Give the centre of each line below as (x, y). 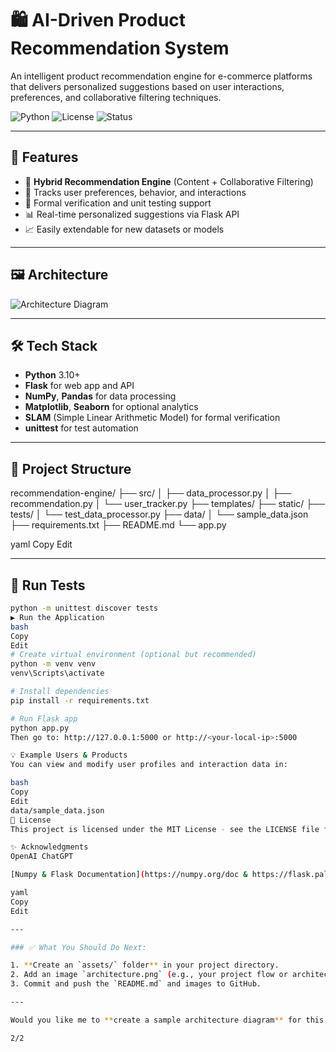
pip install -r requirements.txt (80, 700)
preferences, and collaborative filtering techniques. (116, 97)
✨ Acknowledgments (49, 847)
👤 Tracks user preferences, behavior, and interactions (135, 192)
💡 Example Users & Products (69, 755)
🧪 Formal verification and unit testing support (118, 203)
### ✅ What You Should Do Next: (78, 947)
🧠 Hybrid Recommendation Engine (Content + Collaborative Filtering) (169, 181)
